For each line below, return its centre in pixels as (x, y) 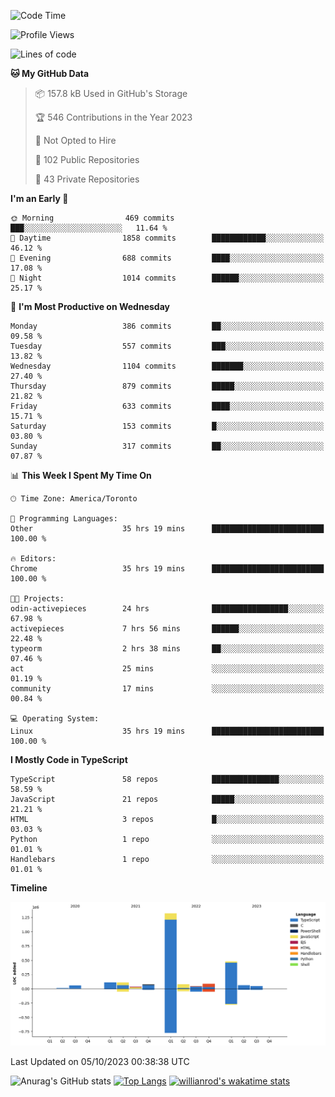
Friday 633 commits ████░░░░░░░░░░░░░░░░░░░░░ (167, 406)
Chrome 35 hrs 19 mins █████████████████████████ (167, 569)
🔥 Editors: (33, 559)
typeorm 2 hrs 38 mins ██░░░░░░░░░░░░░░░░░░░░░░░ (167, 649)
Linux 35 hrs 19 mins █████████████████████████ (167, 731)
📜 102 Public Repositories (87, 159)
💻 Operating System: (55, 719)
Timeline (29, 888)
